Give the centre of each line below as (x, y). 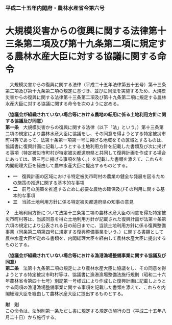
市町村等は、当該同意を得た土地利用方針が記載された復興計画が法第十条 (85, 219)
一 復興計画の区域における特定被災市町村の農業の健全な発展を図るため (89, 176)
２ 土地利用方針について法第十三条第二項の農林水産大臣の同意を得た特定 (83, 212)
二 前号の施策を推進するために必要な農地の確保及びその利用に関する (87, 189)
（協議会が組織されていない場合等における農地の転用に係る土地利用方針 (81, 114)
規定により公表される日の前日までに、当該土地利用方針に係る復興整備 (92, 225)
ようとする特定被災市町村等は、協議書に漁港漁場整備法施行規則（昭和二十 (83, 274)
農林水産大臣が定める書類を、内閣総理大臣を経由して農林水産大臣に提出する (86, 238)
